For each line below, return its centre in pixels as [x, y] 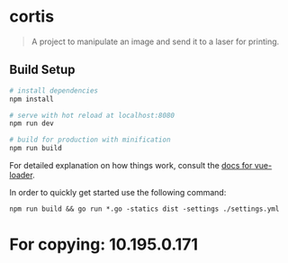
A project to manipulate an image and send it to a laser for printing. [155, 41]
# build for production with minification [90, 140]
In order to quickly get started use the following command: [118, 192]
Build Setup [42, 70]
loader [21, 175]
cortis [32, 17]
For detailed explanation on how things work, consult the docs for [131, 165]
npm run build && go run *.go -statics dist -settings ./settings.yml [144, 209]
